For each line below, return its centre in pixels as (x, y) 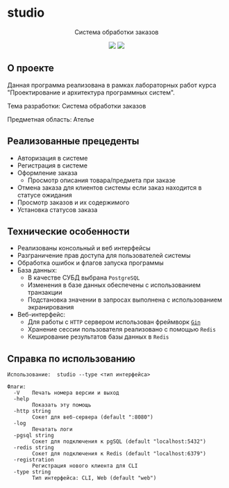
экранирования (51, 307)
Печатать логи (52, 430)
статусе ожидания (45, 195)
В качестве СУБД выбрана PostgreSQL (84, 278)
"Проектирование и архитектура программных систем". (91, 92)
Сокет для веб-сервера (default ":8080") (93, 417)
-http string (32, 412)
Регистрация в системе (52, 165)
